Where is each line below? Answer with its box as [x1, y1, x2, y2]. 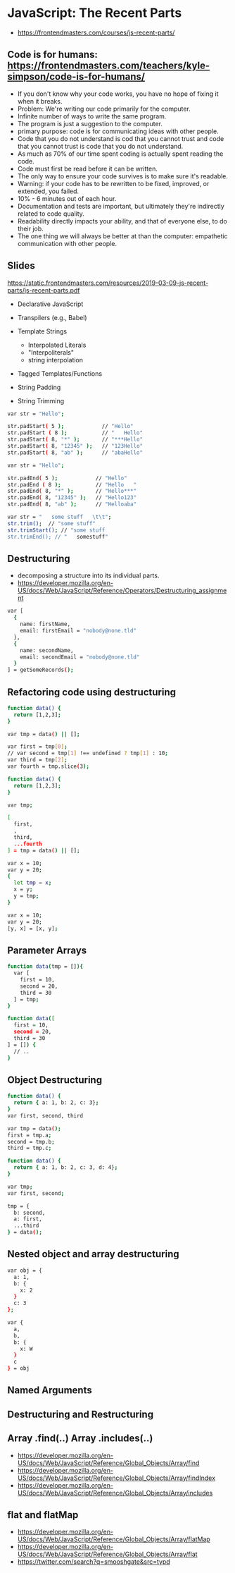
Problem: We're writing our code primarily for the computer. [17, 104, 191, 113]
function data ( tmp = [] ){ [7, 963, 83, 970]
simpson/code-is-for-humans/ [7, 71, 146, 82]
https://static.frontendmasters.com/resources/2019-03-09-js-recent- [7, 279, 209, 287]
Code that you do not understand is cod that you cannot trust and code [17, 134, 224, 142]
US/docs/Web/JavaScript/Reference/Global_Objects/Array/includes [17, 1488, 213, 1497]
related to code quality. [17, 209, 84, 218]
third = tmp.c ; [7, 1144, 52, 1152]
